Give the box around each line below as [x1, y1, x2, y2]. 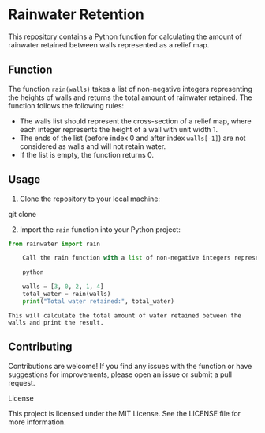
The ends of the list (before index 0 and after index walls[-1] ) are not [19, 133, 246, 142]
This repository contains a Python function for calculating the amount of [8, 32, 243, 41]
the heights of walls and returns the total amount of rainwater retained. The [8, 93, 252, 102]
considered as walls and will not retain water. [19, 141, 166, 151]
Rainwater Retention [8, 6, 144, 24]
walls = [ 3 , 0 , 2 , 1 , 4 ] [22, 283, 104, 291]
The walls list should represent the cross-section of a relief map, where [19, 116, 252, 126]
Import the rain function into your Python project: [19, 224, 181, 234]
